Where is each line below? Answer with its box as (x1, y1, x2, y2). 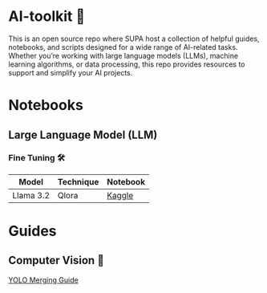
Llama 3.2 (12, 189, 51, 201)
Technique (57, 176, 99, 187)
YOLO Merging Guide (8, 275, 79, 284)
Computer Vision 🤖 (8, 254, 104, 267)
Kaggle (107, 189, 134, 201)
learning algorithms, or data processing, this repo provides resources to (8, 59, 246, 69)
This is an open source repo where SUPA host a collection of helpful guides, (8, 34, 260, 43)
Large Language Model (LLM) (8, 128, 158, 141)
